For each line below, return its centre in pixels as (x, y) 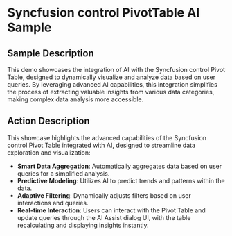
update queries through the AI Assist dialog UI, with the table (104, 217)
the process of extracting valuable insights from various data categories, (111, 92)
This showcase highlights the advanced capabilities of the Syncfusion (107, 137)
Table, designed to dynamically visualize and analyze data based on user (111, 77)
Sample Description (51, 53)
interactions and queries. (53, 203)
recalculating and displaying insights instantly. (83, 225)
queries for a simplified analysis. (63, 173)
